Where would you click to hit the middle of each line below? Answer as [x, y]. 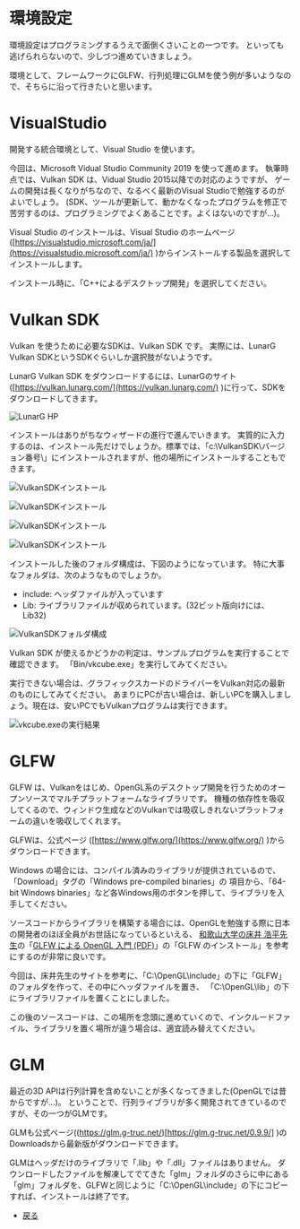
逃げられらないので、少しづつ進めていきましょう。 [103, 56]
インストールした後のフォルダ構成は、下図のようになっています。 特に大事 [147, 563]
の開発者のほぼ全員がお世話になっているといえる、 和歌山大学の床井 [136, 934]
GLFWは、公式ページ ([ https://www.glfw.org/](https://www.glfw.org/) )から [147, 840]
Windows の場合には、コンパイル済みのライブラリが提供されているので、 [145, 870]
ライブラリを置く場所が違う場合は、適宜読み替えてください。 [146, 1028]
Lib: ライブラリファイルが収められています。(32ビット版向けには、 [146, 605]
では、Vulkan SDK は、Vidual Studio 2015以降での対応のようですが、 [145, 179]
